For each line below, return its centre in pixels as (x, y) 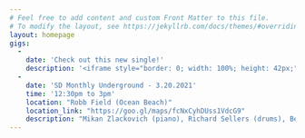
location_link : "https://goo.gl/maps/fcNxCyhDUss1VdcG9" (136, 111)
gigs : (20, 43)
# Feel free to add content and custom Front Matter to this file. (140, 18)
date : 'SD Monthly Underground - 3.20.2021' (111, 85)
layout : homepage (42, 34)
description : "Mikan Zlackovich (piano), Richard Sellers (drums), (156, 119)
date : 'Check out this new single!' (95, 60)
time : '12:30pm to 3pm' (71, 94)
